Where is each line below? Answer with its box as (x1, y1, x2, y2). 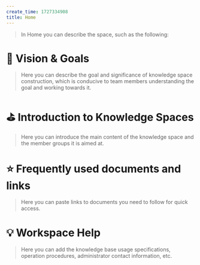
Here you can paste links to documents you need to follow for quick (20, 199, 188, 206)
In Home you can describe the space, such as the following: (20, 31, 169, 38)
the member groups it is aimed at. (20, 140, 104, 147)
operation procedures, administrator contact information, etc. (20, 252, 172, 260)
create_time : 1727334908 (6, 8, 68, 15)
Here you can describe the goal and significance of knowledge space (20, 71, 193, 78)
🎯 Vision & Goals (6, 51, 90, 65)
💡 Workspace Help (6, 226, 101, 239)
